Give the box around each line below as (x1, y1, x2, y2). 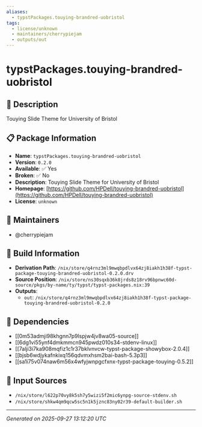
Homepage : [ (14, 184, 49, 192)
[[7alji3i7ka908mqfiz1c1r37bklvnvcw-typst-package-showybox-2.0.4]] (14, 345, 190, 353)
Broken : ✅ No (14, 172, 50, 179)
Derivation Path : (14, 264, 57, 271)
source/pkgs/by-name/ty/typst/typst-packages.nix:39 (14, 282, 150, 288)
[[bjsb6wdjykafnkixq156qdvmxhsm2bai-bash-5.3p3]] (14, 352, 147, 359)
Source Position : (14, 276, 57, 283)
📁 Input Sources (6, 375, 67, 386)
